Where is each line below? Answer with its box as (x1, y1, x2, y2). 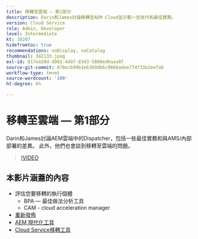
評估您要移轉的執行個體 (14, 189, 73, 197)
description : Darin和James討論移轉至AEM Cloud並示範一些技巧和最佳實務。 (6, 14, 177, 20)
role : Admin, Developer (6, 25, 66, 32)
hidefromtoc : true (6, 42, 52, 48)
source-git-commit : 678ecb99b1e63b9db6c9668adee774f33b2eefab (6, 64, 164, 71)
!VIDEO (20, 154, 39, 161)
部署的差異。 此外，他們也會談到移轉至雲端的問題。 (6, 142, 133, 149)
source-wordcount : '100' (6, 75, 68, 81)
